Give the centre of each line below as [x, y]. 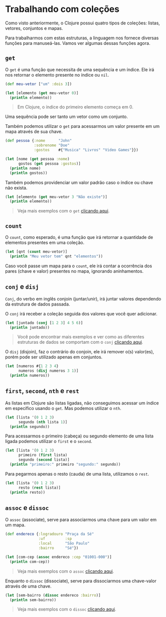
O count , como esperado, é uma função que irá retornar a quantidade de [79, 237]
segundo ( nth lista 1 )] [43, 422]
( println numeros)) [30, 376]
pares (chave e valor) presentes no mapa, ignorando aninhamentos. [74, 271]
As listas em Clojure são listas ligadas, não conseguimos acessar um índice [82, 403]
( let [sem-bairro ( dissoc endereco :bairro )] [53, 595]
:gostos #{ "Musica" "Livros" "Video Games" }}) [86, 150]
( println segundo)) [30, 426]
